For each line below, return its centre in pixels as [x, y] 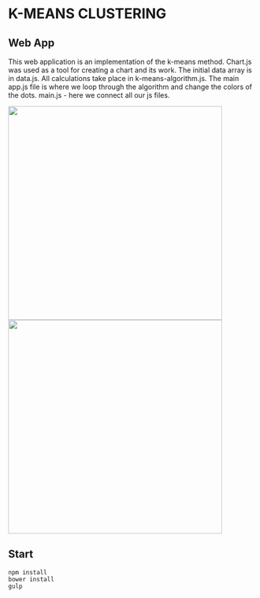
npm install [28, 572]
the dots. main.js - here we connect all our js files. [89, 95]
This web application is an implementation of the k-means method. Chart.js [130, 61]
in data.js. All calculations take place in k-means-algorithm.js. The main [124, 78]
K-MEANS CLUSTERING [87, 14]
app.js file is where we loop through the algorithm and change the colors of [130, 87]
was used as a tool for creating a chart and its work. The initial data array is [130, 70]
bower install [32, 579]
